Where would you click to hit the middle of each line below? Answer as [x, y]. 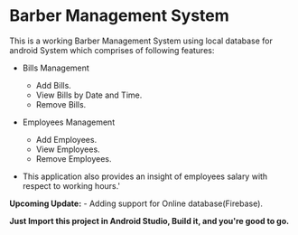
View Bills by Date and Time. [89, 95]
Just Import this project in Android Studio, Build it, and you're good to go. [149, 221]
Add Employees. [66, 139]
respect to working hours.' [71, 185]
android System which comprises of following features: [112, 50]
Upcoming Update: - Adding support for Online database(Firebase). [136, 203]
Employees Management [69, 122]
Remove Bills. [61, 104]
